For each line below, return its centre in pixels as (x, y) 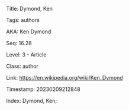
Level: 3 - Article (26, 55)
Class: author (22, 66)
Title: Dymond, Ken (30, 9)
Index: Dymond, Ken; (32, 101)
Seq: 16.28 (19, 43)
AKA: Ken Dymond (29, 32)
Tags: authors (23, 20)
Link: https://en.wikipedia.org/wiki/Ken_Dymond (64, 78)
